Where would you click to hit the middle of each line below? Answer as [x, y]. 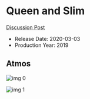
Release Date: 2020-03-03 [47, 39]
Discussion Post [26, 27]
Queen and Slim [46, 11]
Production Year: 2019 [41, 45]
